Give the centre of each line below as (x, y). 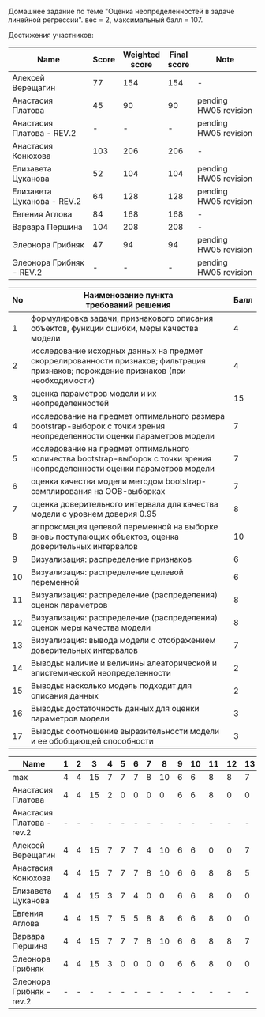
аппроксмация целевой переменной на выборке (125, 527)
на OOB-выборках (130, 491)
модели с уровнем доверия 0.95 (94, 514)
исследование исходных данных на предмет (117, 351)
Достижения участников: (51, 35)
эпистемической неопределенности (101, 673)
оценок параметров (69, 605)
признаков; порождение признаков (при (109, 371)
